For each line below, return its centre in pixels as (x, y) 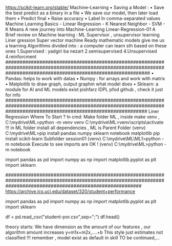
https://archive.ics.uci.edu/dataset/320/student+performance (70, 191)
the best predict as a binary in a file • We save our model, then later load (82, 13)
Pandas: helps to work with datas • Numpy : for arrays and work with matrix (85, 78)
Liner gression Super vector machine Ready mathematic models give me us (85, 40)
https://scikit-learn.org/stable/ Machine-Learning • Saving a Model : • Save (85, 7)
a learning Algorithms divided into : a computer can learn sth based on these (86, 46)
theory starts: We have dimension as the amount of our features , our (78, 227)
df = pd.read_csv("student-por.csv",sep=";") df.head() (63, 217)
